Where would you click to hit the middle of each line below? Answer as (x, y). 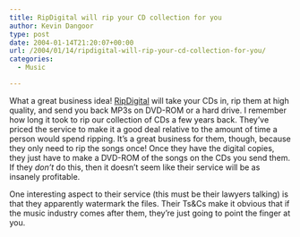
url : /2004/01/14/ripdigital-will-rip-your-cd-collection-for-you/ (138, 51)
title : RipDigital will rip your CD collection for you (116, 17)
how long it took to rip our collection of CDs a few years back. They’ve (139, 119)
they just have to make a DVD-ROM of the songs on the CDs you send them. (150, 157)
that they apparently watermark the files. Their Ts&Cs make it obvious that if (150, 203)
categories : (31, 59)
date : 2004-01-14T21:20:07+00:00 (72, 42)
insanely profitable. (45, 176)
